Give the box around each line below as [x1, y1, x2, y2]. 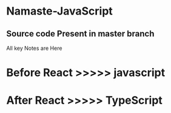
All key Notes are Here [6, 44, 62, 52]
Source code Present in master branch [6, 29, 155, 39]
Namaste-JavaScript [6, 4, 113, 18]
